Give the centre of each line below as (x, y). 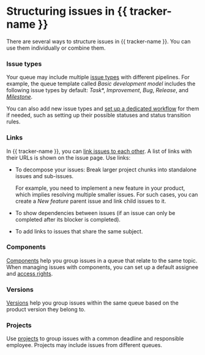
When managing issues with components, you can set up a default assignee (102, 267)
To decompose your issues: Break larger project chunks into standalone (106, 170)
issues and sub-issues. (44, 176)
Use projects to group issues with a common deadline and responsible (95, 338)
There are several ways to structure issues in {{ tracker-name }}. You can (99, 41)
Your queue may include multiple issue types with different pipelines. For (98, 77)
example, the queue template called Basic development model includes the (101, 84)
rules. (13, 122)
